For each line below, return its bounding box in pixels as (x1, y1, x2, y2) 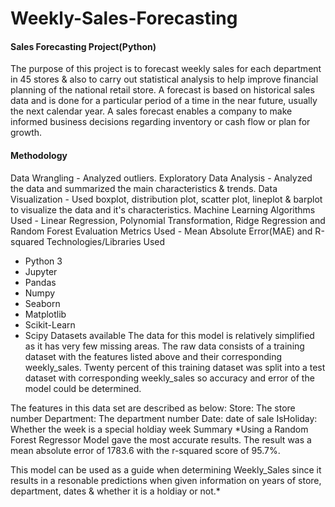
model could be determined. (24, 382, 142, 394)
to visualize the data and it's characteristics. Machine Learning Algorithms (10, 203, 316, 216)
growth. (10, 127, 43, 139)
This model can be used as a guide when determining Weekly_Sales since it (10, 463, 322, 476)
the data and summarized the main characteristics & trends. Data (10, 182, 278, 194)
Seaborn (24, 297, 61, 309)
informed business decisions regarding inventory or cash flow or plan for (10, 116, 311, 128)
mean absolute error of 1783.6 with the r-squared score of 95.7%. (10, 444, 281, 456)
